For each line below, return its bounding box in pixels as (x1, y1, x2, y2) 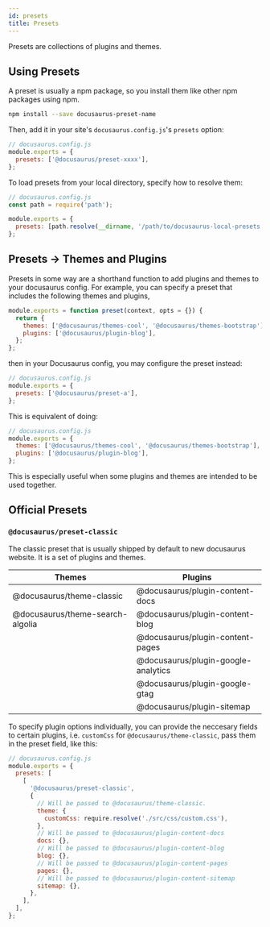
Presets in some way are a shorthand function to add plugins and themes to (8, 273, 260, 283)
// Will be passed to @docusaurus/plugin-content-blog (37, 844, 225, 853)
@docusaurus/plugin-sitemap (136, 700, 251, 712)
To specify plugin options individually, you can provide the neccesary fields (8, 721, 259, 731)
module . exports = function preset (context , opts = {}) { (8, 306, 203, 314)
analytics (136, 664, 171, 676)
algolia (12, 618, 38, 630)
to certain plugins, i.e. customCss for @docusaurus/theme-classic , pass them (8, 730, 256, 740)
